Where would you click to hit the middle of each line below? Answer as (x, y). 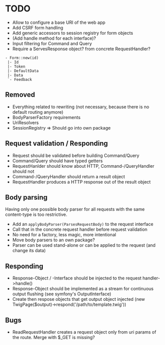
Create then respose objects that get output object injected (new (79, 299)
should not (23, 171)
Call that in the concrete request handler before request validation (80, 229)
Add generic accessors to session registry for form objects (73, 33)
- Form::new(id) (22, 58)
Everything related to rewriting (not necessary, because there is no (81, 107)
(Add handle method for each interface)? (54, 38)
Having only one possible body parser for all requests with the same (75, 209)
